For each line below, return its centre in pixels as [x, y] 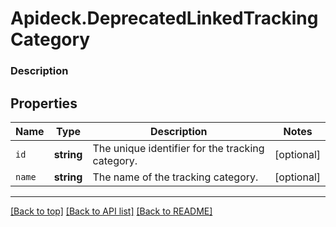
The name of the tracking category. [175, 177]
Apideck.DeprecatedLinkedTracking [164, 18]
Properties [44, 103]
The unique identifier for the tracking [178, 148]
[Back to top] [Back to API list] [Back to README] [111, 211]
